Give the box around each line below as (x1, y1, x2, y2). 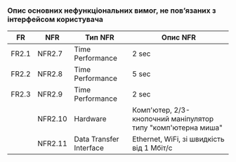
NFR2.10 (37, 114, 68, 124)
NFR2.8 (37, 69, 63, 79)
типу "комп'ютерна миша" (132, 123, 223, 132)
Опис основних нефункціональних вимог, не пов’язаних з (7, 6, 216, 15)
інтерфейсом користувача (7, 14, 104, 24)
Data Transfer (74, 135, 119, 144)
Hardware (74, 114, 107, 124)
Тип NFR (85, 32, 114, 42)
